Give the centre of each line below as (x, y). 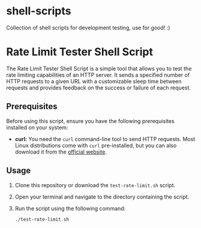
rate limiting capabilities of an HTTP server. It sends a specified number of (98, 75)
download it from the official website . (61, 152)
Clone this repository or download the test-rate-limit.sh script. (95, 185)
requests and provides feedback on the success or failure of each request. (98, 88)
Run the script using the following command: (70, 208)
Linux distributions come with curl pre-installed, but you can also (96, 145)
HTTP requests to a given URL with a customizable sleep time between (94, 81)
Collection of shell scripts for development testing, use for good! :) (88, 28)
